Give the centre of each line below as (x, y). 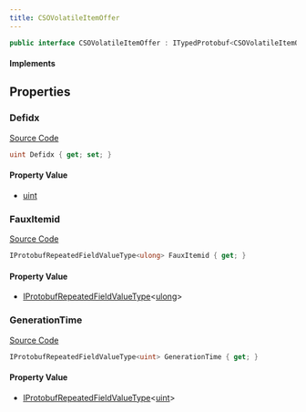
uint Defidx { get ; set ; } (61, 154)
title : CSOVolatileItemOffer (65, 18)
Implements (33, 64)
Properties (40, 92)
